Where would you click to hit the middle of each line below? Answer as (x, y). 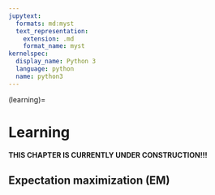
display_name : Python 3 (56, 62)
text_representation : (52, 31)
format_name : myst (54, 46)
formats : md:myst (45, 24)
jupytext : (25, 16)
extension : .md (49, 39)
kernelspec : (28, 54)
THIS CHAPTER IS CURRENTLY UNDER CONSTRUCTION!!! (108, 154)
